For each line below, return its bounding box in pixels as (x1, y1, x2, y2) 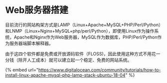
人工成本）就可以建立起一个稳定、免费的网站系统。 (26, 57, 132, 63)
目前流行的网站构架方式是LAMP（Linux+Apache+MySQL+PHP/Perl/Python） (5, 22, 161, 28)
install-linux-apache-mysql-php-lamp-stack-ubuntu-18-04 (5, 72, 126, 78)
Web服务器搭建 (5, 4, 68, 16)
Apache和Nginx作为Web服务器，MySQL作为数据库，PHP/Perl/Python (13, 34, 158, 40)
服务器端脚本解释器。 (9, 40, 53, 46)
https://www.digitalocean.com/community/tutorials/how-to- (38, 67, 161, 73)
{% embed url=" (5, 67, 39, 73)
